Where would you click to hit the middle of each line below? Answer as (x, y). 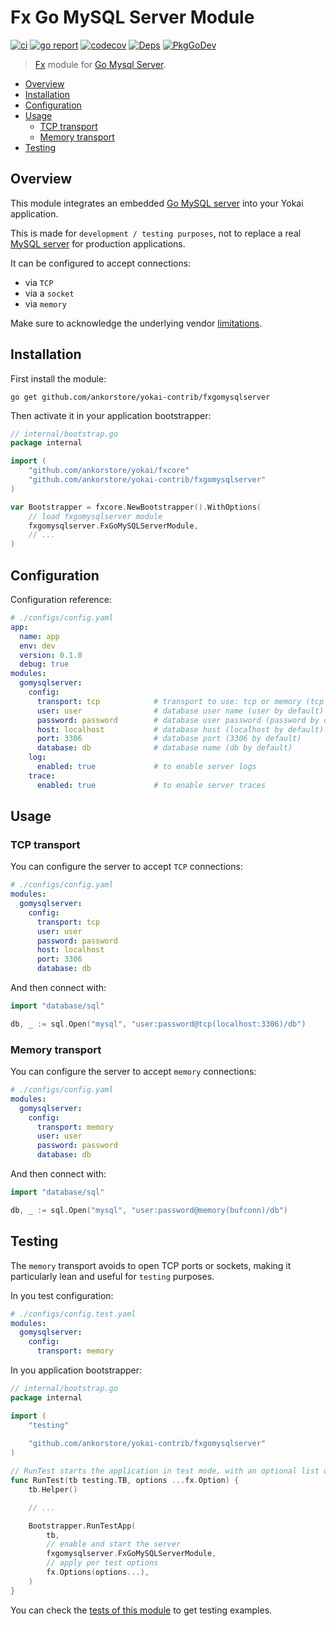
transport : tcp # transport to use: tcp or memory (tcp (180, 701)
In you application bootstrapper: (76, 1370)
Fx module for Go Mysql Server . (100, 64)
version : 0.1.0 (51, 655)
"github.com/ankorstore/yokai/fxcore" (109, 471)
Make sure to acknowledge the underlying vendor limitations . (136, 323)
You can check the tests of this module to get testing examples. (141, 1610)
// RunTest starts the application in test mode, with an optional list (165, 1471)
